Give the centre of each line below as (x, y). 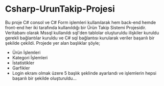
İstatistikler (23, 63)
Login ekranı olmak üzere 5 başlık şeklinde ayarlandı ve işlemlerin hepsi (84, 73)
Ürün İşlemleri (26, 52)
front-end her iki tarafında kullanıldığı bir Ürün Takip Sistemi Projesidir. (76, 27)
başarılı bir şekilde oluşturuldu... (44, 78)
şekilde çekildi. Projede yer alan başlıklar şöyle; (53, 43)
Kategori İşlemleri (30, 57)
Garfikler (21, 68)
